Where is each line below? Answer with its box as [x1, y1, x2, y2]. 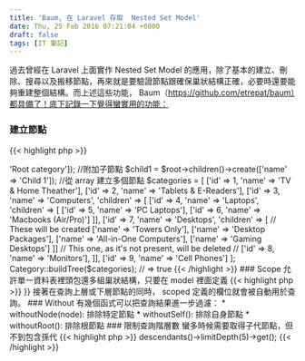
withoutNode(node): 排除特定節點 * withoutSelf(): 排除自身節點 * [9, 308, 250, 319]
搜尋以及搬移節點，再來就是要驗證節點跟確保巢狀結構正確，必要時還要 [25, 76, 288, 87]
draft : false [9, 30, 59, 39]
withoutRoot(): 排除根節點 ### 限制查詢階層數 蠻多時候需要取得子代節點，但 [9, 319, 293, 331]
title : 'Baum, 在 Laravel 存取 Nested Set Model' [9, 13, 202, 23]
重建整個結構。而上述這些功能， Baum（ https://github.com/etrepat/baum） [16, 87, 295, 98]
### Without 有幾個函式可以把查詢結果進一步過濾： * [26, 297, 226, 308]
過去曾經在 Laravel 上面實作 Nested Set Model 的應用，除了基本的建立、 [9, 64, 280, 75]
